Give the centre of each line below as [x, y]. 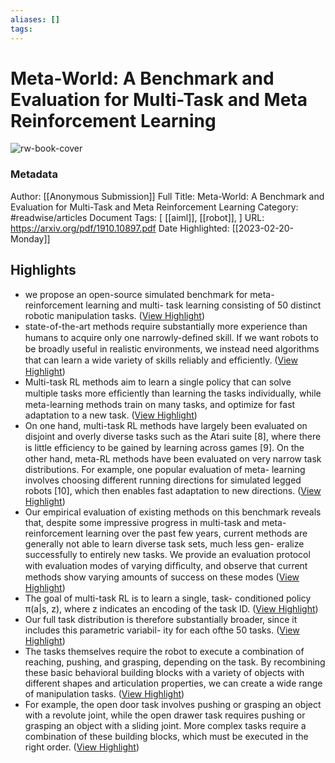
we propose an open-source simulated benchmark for [136, 294]
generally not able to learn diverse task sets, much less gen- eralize [164, 543]
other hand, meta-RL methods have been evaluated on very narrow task [173, 458]
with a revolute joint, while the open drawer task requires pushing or [165, 715]
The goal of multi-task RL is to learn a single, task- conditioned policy [168, 598]
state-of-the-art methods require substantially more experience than [166, 326]
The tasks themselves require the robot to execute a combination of [164, 651]
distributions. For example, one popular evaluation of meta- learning [165, 469]
